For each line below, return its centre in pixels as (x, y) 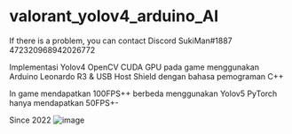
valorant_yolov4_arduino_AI (114, 16)
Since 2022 (30, 120)
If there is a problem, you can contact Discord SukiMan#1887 (121, 41)
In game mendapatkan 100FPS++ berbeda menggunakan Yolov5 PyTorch (143, 93)
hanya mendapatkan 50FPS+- (64, 102)
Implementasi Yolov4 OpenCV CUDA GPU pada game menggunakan (134, 67)
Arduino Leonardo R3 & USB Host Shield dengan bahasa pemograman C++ (146, 76)
